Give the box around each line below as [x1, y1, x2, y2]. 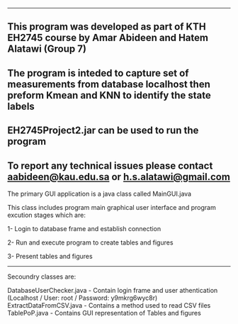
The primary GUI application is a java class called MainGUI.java [7, 189, 192, 198]
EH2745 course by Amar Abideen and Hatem [7, 32, 209, 44]
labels [7, 100, 35, 112]
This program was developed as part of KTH [7, 21, 207, 33]
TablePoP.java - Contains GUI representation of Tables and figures [7, 308, 202, 317]
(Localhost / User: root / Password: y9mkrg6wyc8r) [7, 294, 158, 302]
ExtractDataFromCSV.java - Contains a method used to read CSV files [7, 301, 211, 309]
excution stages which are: [7, 211, 86, 219]
